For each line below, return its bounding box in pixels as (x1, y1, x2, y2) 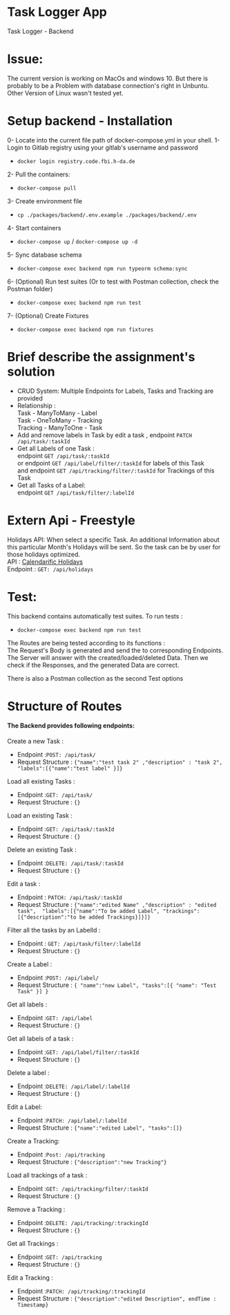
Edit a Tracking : (7, 1273, 53, 1282)
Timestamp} (17, 1302, 49, 1309)
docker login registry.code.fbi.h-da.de (17, 158, 135, 165)
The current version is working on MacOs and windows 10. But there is (7, 74, 209, 82)
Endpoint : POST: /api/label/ (17, 973, 99, 982)
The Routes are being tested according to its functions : (7, 638, 166, 647)
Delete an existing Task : (7, 845, 77, 854)
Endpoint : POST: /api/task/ (17, 751, 96, 759)
